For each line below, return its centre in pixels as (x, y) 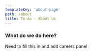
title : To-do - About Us (31, 18)
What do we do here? (31, 36)
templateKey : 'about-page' (33, 9)
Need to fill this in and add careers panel (46, 46)
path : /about (18, 14)
